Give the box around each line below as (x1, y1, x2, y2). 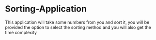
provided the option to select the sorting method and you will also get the (5, 24, 151, 30)
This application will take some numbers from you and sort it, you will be (5, 19, 150, 25)
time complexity (5, 29, 37, 35)
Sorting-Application (5, 3, 87, 14)
